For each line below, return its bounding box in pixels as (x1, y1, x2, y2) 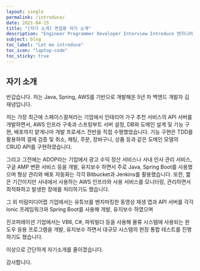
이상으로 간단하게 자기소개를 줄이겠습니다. (6, 246, 104, 253)
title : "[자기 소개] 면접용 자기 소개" (6, 25, 91, 32)
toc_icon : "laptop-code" (6, 48, 68, 54)
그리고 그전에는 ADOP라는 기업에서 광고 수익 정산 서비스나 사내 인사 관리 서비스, (6, 156, 192, 163)
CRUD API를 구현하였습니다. (6, 144, 73, 151)
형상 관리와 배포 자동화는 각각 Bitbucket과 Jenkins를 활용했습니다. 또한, (17, 171, 185, 178)
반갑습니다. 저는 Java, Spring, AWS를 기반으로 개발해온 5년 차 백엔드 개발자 (6, 94, 183, 101)
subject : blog (6, 36, 42, 42)
